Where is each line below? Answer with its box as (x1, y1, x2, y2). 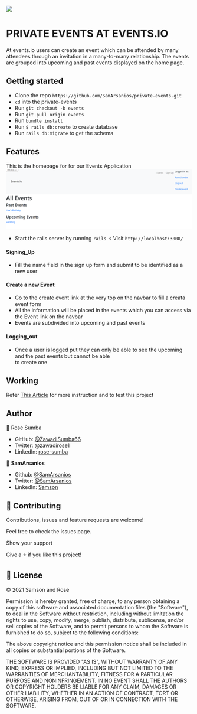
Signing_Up (6, 248, 35, 255)
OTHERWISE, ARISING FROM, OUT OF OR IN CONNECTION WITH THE (6, 696, 178, 703)
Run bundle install (14, 117, 63, 124)
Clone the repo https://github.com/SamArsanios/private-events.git (14, 92, 182, 99)
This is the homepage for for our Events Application (6, 162, 132, 169)
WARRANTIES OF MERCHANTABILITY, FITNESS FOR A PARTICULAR (6, 670, 173, 677)
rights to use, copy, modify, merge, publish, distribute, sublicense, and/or (6, 616, 184, 623)
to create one (14, 358, 48, 366)
